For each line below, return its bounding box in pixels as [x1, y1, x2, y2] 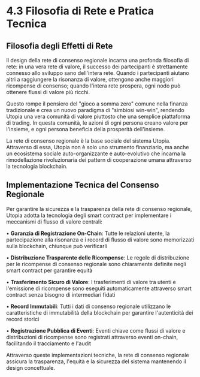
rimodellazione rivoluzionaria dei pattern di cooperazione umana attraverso [6, 156, 192, 163]
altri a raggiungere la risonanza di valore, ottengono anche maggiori [6, 76, 174, 83]
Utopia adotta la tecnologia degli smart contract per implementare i [6, 212, 172, 219]
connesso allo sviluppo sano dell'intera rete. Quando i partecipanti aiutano [6, 70, 190, 76]
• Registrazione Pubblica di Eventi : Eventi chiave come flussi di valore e [6, 327, 186, 334]
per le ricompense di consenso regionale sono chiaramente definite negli [6, 260, 187, 267]
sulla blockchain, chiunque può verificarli [6, 242, 108, 249]
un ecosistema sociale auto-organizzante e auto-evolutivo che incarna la [6, 150, 186, 157]
